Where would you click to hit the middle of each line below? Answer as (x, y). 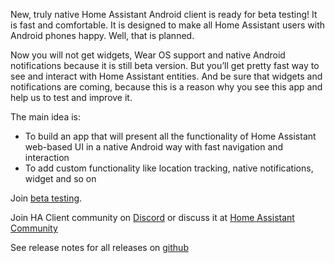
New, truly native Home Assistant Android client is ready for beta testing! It (164, 14)
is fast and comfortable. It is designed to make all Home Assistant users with (168, 25)
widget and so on (60, 178)
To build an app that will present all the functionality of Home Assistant (170, 136)
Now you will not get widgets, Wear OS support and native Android (148, 55)
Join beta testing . (46, 198)
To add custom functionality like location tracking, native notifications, (169, 168)
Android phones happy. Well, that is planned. (102, 35)
